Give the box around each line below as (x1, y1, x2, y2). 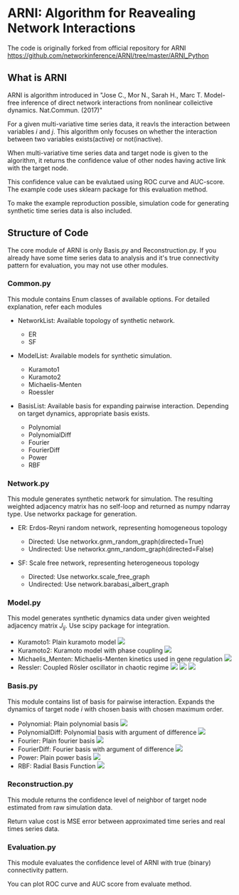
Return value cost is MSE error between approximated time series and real (7, 817, 225, 825)
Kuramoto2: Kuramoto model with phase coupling (17, 646, 164, 655)
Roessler (28, 388, 55, 396)
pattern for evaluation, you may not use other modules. (7, 261, 169, 270)
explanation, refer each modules (7, 302, 102, 311)
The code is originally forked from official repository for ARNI (7, 43, 186, 52)
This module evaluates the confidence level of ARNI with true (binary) (7, 859, 211, 867)
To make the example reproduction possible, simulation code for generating (7, 198, 230, 207)
